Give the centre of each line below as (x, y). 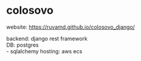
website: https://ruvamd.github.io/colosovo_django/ (70, 27)
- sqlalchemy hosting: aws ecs (44, 51)
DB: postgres (23, 45)
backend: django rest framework (47, 38)
